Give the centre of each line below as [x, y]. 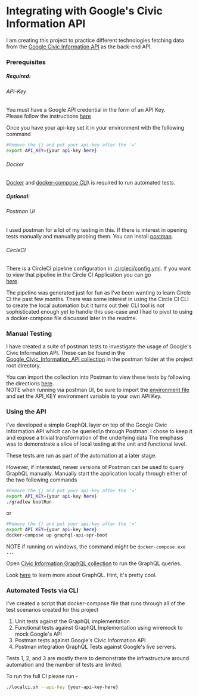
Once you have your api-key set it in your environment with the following [95, 128]
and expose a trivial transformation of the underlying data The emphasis [95, 437]
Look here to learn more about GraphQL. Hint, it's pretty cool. [81, 575]
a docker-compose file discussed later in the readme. [72, 318]
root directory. [24, 366]
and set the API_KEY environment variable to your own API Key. [84, 396]
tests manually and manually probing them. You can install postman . [90, 236]
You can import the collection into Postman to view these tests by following [98, 377]
